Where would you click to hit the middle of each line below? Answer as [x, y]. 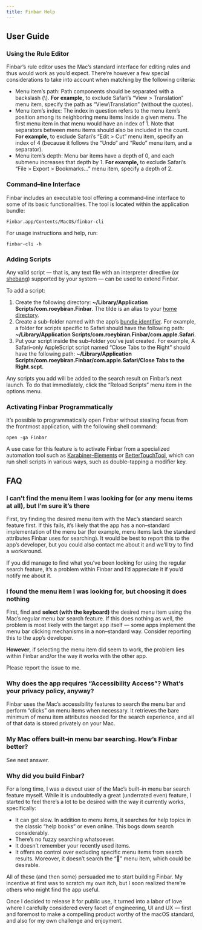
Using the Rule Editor [38, 53]
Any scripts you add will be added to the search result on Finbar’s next [94, 378]
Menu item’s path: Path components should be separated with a [94, 91]
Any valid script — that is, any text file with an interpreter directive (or [93, 272]
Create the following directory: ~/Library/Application [81, 302]
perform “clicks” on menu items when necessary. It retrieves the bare [93, 711]
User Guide [28, 37]
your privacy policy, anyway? [50, 691]
